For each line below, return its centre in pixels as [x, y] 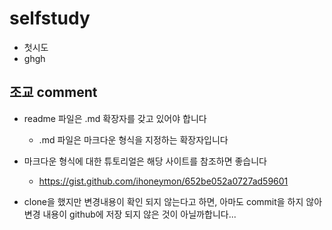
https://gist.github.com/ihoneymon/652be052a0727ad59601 [163, 181]
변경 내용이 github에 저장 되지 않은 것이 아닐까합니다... [130, 214]
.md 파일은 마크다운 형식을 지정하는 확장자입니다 [133, 139]
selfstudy [50, 18]
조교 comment [53, 92]
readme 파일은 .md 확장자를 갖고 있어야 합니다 [115, 118]
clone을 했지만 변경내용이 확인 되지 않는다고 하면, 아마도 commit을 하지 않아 [173, 201]
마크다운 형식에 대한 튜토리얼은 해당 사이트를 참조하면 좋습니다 [145, 161]
